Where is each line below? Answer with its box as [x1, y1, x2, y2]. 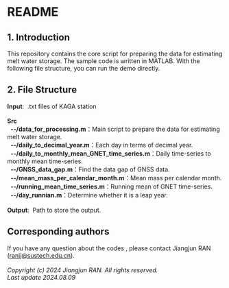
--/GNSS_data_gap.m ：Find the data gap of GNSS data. [10, 165, 170, 173]
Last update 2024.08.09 [7, 273, 76, 281]
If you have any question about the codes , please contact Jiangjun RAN [7, 244, 211, 252]
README [7, 4, 59, 20]
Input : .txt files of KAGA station [7, 102, 97, 110]
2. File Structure [7, 84, 77, 96]
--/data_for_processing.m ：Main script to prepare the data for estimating [10, 125, 221, 133]
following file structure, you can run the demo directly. [7, 64, 160, 72]
